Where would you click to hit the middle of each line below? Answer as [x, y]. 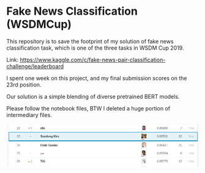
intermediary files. [29, 115]
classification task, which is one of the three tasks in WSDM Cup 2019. [95, 48]
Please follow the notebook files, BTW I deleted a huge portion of [88, 108]
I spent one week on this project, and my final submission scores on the [97, 78]
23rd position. [24, 85]
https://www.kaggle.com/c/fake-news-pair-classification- [93, 60]
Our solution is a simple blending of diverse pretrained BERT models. [93, 96]
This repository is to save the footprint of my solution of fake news [90, 41]
